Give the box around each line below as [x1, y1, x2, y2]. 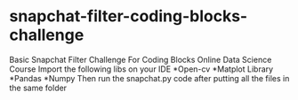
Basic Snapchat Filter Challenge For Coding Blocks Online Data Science [9, 54, 272, 65]
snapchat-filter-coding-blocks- [9, 6, 248, 27]
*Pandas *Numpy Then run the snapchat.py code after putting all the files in [9, 73, 290, 83]
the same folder [9, 82, 68, 93]
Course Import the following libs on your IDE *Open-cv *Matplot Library [9, 64, 274, 74]
